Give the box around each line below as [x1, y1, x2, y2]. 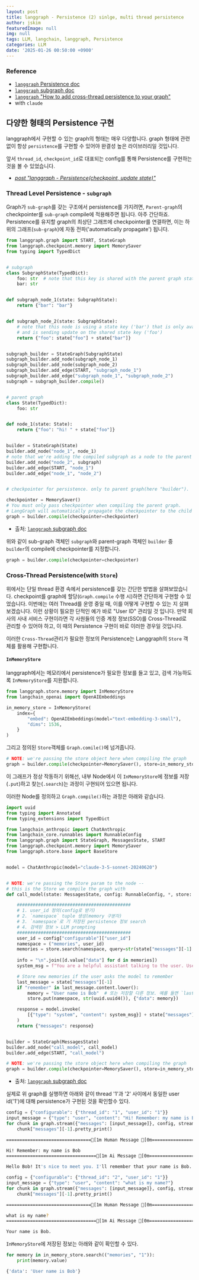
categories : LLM [6, 42, 46, 48]
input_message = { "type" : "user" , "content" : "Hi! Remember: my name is [6, 1115, 190, 1121]
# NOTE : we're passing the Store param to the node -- [6, 880, 145, 886]
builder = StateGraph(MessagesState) [6, 1039, 99, 1045]
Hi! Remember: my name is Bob [6, 1148, 81, 1153]
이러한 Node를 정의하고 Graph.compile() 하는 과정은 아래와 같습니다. [6, 792, 165, 799]
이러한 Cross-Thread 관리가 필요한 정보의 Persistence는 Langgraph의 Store [6, 635, 182, 642]
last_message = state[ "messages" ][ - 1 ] [17, 979, 113, 985]
